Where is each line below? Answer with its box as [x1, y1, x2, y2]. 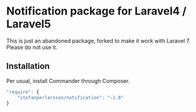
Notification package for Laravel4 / [6, 4, 187, 18]
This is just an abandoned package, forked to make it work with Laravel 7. [6, 37, 191, 44]
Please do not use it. [6, 44, 58, 51]
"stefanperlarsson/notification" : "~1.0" [17, 94, 124, 100]
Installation [6, 61, 50, 71]
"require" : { [6, 89, 40, 95]
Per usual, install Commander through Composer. [6, 77, 130, 84]
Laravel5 [6, 17, 51, 31]
